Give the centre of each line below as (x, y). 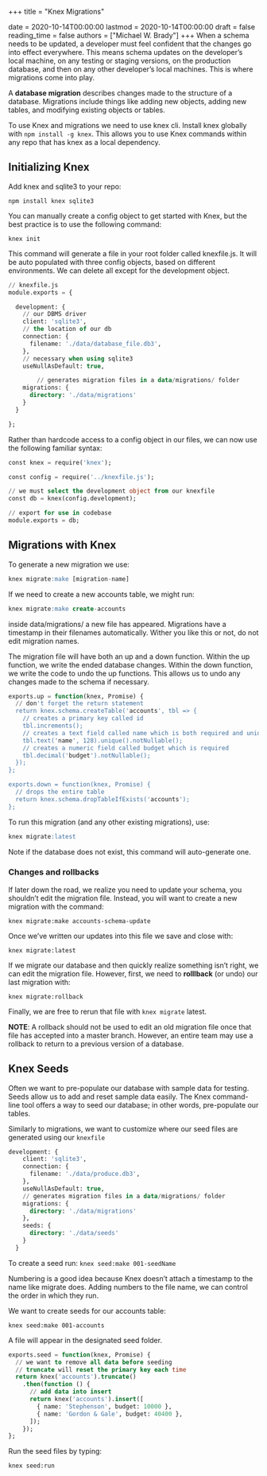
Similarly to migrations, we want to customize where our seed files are (123, 1128)
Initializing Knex (49, 167)
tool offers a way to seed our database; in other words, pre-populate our (140, 1104)
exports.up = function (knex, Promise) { (76, 696)
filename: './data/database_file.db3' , (95, 344)
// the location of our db (67, 329)
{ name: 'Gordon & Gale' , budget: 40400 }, (110, 1414)
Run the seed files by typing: (55, 1451)
